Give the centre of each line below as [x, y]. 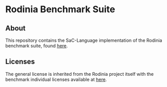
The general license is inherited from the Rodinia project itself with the [80, 74]
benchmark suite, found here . [37, 46]
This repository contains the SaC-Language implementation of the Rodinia [84, 40]
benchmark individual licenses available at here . [56, 79]
